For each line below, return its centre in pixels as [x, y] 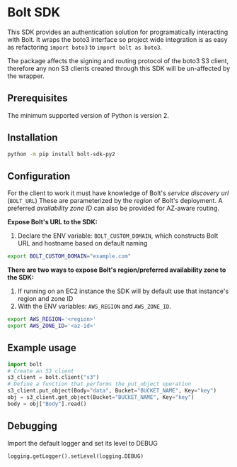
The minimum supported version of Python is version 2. [88, 115]
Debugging [33, 426]
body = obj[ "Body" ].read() [47, 404]
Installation [33, 138]
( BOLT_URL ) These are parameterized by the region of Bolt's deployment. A [115, 201]
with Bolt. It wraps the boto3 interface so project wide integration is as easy [117, 39]
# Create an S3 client [41, 371]
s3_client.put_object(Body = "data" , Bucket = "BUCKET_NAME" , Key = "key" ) [112, 391]
